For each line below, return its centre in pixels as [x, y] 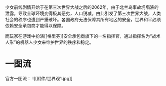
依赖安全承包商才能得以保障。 [35, 26]
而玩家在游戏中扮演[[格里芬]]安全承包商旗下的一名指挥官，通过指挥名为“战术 [83, 36]
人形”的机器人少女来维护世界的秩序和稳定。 [49, 42]
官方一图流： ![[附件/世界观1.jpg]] [39, 78]
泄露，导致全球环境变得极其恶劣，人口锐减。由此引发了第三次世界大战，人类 [83, 13]
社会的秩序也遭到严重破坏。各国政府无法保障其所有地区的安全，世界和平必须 [83, 19]
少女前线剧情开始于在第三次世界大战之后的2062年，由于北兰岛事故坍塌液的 [82, 7]
